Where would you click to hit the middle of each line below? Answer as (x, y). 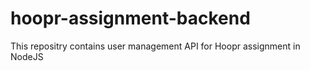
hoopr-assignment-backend (130, 18)
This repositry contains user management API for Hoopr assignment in (155, 46)
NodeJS (27, 56)
